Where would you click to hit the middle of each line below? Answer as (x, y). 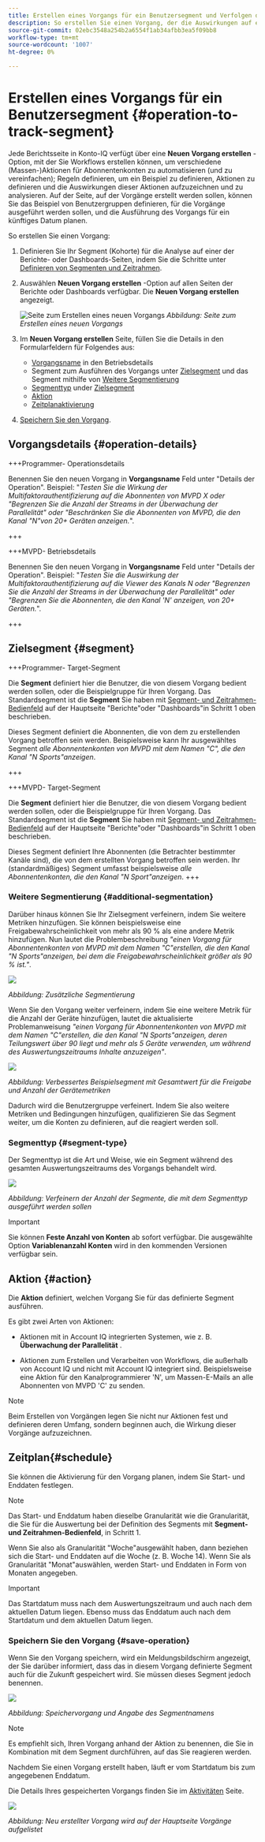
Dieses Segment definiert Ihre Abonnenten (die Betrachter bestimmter (122, 851)
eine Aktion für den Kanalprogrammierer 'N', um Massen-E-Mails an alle (136, 1377)
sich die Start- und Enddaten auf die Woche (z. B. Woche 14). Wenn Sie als (129, 1556)
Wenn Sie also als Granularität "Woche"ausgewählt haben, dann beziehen (128, 1548)
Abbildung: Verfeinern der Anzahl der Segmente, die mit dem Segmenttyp (128, 1198)
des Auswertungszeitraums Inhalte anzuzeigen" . (88, 1052)
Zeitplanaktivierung (63, 404)
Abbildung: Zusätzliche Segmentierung (72, 994)
